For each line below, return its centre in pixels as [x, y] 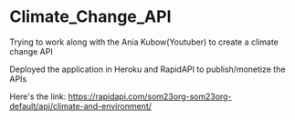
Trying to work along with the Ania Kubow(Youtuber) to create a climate [144, 42]
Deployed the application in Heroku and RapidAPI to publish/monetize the [147, 69]
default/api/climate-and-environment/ [81, 105]
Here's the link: [38, 96]
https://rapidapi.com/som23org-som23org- [150, 96]
